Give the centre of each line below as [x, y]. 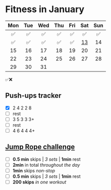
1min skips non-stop [34, 170]
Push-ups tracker [33, 96]
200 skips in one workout [39, 182]
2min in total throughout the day [46, 165]
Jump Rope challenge [40, 147]
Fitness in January [45, 9]
